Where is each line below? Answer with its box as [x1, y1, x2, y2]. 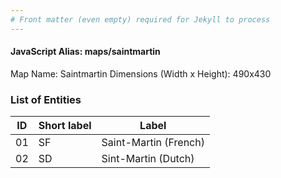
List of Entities [10, 92, 82, 106]
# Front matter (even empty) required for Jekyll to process [10, 14, 271, 25]
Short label [38, 119, 92, 133]
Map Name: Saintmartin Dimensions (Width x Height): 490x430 [10, 67, 272, 80]
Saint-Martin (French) [101, 136, 205, 150]
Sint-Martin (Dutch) [101, 152, 195, 166]
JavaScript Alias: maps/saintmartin [10, 46, 161, 58]
